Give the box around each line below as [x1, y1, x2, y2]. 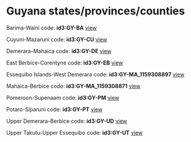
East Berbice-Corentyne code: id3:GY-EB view [6, 59, 123, 66]
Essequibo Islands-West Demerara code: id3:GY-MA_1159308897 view [6, 70, 185, 78]
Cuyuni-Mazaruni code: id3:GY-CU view [6, 35, 108, 43]
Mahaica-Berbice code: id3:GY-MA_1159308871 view [6, 82, 141, 90]
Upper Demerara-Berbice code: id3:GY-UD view [6, 117, 128, 125]
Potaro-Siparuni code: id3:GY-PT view [6, 105, 103, 113]
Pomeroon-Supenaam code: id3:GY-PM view [6, 94, 120, 101]
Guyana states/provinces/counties [6, 4, 186, 18]
